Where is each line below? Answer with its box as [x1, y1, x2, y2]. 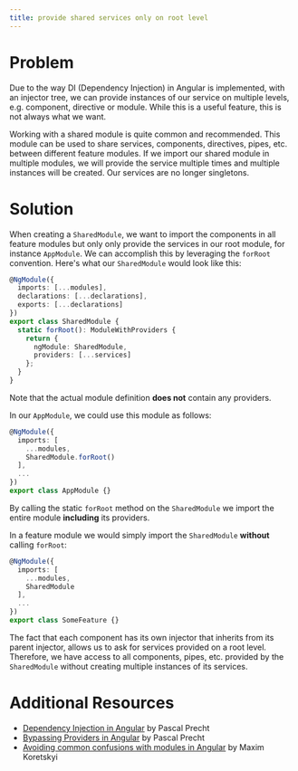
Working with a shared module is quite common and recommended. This [9, 128, 281, 139]
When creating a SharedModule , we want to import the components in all [9, 228, 276, 240]
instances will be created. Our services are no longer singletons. [9, 167, 250, 177]
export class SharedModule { [9, 317, 120, 326]
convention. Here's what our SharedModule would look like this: [9, 257, 242, 268]
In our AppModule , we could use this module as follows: [9, 409, 212, 421]
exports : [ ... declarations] [17, 300, 124, 309]
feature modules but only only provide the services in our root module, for [9, 238, 285, 249]
